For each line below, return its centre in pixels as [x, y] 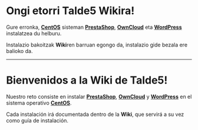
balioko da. [19, 51]
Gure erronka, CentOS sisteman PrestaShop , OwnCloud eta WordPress [94, 27]
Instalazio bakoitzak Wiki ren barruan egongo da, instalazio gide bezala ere [97, 45]
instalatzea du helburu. [34, 33]
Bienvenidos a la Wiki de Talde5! [87, 80]
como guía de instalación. [37, 120]
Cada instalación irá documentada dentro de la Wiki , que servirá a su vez [95, 114]
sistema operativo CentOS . [39, 103]
